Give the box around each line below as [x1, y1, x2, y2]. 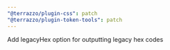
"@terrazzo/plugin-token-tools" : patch [7, 16, 123, 23]
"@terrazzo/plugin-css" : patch [7, 10, 98, 17]
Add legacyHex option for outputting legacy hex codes [7, 35, 164, 43]
